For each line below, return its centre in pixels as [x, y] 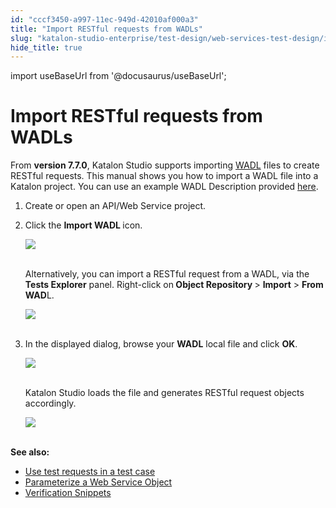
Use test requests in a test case [90, 472]
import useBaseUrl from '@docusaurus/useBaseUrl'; [118, 76]
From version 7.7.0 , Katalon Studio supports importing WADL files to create [165, 165]
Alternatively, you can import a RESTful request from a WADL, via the [167, 274]
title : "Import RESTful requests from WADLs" [106, 29]
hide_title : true [46, 47]
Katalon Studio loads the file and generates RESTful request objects [164, 393]
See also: [30, 452]
